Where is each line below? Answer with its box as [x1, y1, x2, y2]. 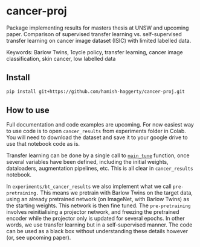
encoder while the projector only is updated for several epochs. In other [6, 215, 185, 222]
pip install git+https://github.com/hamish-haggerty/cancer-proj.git [6, 89, 185, 95]
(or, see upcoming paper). [6, 234, 71, 242]
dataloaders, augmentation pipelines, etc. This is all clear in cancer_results [6, 164, 193, 172]
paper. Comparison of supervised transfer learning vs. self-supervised [6, 30, 182, 37]
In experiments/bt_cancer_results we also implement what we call [6, 183, 172, 190]
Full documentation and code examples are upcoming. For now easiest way [6, 121, 195, 128]
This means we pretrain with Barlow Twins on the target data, [40, 189, 193, 196]
